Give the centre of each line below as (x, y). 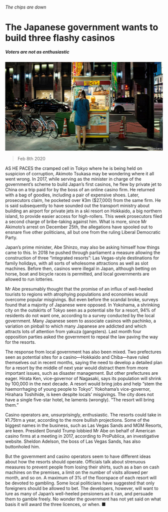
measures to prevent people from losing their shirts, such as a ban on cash (82, 467)
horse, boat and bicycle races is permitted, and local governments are (77, 274)
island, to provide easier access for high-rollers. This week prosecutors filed (84, 216)
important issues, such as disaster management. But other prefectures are (82, 373)
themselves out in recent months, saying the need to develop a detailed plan (84, 363)
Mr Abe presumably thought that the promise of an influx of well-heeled (79, 289)
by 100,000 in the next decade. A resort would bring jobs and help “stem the (84, 384)
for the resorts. (20, 342)
